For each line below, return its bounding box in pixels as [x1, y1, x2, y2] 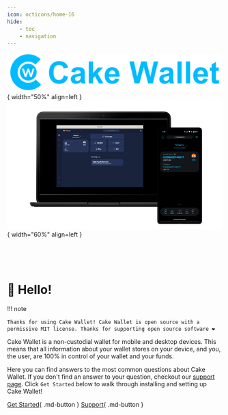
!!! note [7, 305, 27, 313]
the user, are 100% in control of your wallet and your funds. [7, 352, 174, 360]
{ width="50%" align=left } [7, 92, 83, 101]
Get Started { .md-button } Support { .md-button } [7, 401, 144, 409]
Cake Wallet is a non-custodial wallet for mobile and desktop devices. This [7, 338, 216, 346]
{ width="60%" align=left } [7, 230, 83, 239]
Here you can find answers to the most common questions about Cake [7, 366, 206, 374]
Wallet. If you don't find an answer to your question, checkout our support [7, 373, 215, 381]
